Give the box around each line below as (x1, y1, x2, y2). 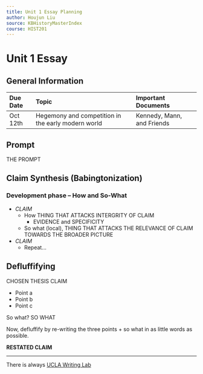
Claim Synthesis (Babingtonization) (6, 173, 143, 183)
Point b (14, 295, 33, 303)
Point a (14, 289, 33, 297)
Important (135, 94, 166, 102)
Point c (14, 302, 33, 309)
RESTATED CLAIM (6, 343, 53, 351)
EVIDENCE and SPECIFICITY (33, 218, 105, 225)
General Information (6, 76, 84, 86)
